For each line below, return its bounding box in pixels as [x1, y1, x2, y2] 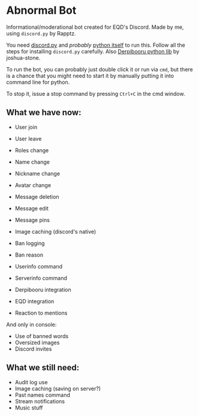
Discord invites [14, 345, 52, 352]
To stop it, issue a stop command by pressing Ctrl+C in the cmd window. [6, 90, 185, 97]
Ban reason [14, 251, 44, 258]
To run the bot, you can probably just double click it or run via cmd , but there [6, 65, 193, 73]
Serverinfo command [14, 274, 67, 282]
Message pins [14, 216, 50, 224]
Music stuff [14, 404, 43, 411]
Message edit [14, 204, 49, 212]
